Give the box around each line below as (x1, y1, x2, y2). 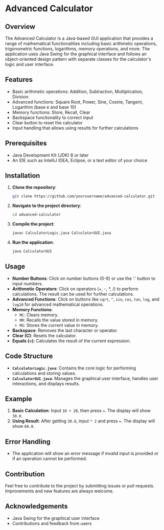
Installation (5, 172, 40, 180)
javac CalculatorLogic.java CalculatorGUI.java (12, 230, 111, 235)
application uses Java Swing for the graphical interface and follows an (5, 51, 147, 57)
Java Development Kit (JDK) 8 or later (12, 152, 89, 158)
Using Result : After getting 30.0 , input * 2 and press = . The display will (12, 418, 155, 424)
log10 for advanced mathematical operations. (12, 301, 104, 307)
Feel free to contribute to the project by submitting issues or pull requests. (5, 483, 155, 488)
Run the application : (12, 239, 54, 245)
